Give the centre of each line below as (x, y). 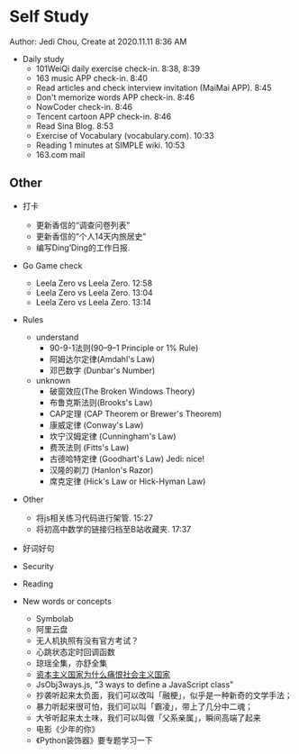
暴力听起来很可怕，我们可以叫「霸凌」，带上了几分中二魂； (145, 706)
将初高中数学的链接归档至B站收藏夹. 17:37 (113, 529)
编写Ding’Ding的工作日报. (83, 247)
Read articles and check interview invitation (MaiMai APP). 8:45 (154, 87)
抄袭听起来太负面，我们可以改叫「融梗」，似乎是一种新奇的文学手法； (164, 695)
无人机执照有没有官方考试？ (87, 640)
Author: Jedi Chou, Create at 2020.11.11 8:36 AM (98, 41)
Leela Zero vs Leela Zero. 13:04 (94, 292)
